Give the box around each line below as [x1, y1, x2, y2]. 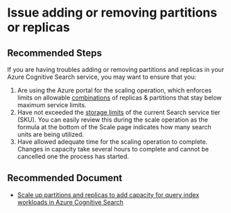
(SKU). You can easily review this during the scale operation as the [17, 115, 208, 124]
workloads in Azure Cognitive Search [17, 198, 123, 206]
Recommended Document [7, 172, 123, 184]
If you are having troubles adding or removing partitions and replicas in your [7, 66, 224, 73]
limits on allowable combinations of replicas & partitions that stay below [17, 93, 222, 102]
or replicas [7, 19, 71, 35]
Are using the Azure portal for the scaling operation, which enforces [17, 86, 212, 94]
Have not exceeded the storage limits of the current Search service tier [17, 109, 221, 116]
